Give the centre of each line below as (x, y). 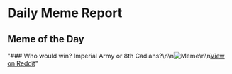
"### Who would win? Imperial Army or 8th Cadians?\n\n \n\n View (116, 56)
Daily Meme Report (65, 13)
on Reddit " (23, 63)
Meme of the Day (46, 39)
